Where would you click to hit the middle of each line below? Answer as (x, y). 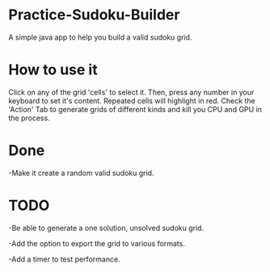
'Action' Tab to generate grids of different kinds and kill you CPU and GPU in (135, 109)
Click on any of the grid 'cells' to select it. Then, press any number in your (131, 92)
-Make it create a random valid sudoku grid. (81, 173)
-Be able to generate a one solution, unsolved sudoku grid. (106, 228)
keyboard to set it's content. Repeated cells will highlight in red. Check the (132, 100)
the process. (29, 118)
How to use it (53, 70)
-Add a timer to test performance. (64, 259)
